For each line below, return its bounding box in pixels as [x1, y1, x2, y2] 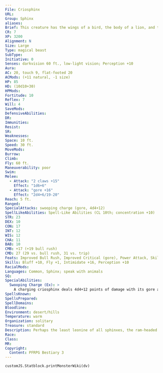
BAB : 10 [5, 242, 21, 247]
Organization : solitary [5, 319, 53, 323]
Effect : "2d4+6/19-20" [14, 192, 60, 197]
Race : [5, 332, 16, 337]
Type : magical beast [5, 48, 47, 52]
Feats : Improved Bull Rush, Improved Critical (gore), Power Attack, [5, 255, 149, 260]
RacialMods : [5, 264, 29, 270]
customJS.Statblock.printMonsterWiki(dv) [5, 364, 90, 369]
